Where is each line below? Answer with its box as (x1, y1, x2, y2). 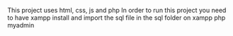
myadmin (7, 21, 35, 29)
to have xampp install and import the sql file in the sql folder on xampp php (7, 13, 226, 22)
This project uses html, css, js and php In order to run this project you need (7, 6, 227, 14)
